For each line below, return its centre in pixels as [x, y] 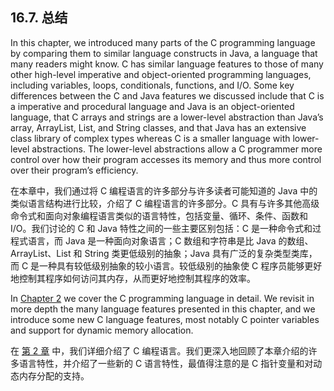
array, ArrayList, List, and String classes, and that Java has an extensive [158, 127]
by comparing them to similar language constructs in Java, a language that [164, 53]
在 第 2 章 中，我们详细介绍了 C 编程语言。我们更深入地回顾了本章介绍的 [159, 350]
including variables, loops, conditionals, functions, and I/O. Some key [152, 85]
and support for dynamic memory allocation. [102, 330]
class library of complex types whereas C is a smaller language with [150, 138]
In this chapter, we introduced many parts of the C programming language [163, 42]
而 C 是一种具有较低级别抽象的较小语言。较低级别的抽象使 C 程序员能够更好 [166, 265]
